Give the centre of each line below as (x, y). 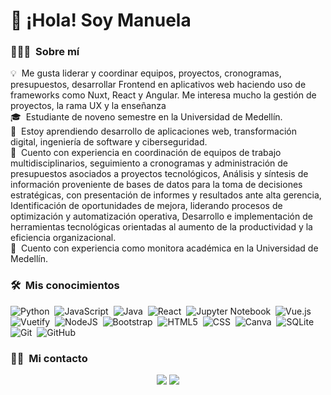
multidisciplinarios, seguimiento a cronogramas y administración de (149, 163)
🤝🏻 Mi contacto (49, 358)
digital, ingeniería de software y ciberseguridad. (109, 142)
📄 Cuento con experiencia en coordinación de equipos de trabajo (146, 153)
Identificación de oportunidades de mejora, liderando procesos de (146, 206)
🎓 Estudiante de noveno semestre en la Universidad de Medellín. (146, 117)
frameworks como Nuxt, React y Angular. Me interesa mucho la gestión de (163, 95)
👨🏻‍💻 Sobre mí (45, 52)
